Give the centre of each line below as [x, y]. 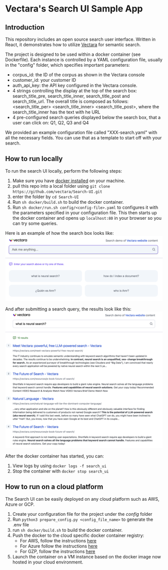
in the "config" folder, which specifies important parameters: [67, 65]
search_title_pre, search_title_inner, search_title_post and [71, 96]
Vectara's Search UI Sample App [74, 9]
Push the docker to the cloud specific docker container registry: [78, 535]
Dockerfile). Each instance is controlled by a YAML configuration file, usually [84, 60]
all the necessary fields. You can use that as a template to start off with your [83, 138]
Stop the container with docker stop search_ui [60, 471]
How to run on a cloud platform [54, 487]
